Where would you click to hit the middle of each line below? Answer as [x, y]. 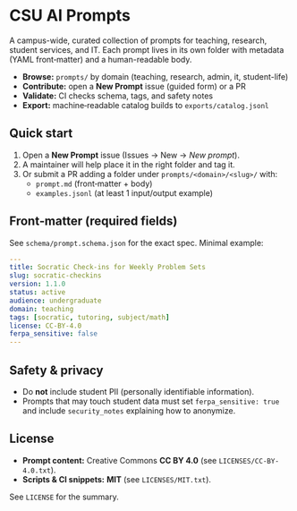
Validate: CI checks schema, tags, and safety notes [117, 96]
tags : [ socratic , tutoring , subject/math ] [89, 317]
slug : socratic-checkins [55, 276]
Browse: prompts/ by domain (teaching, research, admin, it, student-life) [155, 76]
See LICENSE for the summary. [64, 497]
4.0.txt [36, 471]
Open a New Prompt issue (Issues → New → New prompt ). [131, 155]
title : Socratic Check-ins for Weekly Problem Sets [107, 268]
